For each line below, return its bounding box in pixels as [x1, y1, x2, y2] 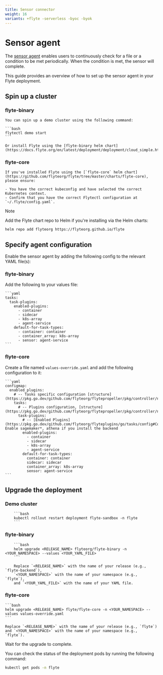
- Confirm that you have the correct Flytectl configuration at [5, 195, 138, 200]
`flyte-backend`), [5, 568, 42, 573]
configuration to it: [5, 370, 42, 375]
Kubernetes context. [5, 191, 47, 196]
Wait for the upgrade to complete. [5, 641, 73, 647]
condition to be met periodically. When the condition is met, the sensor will [5, 58, 154, 64]
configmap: [5, 383, 27, 388]
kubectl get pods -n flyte [5, 665, 60, 670]
